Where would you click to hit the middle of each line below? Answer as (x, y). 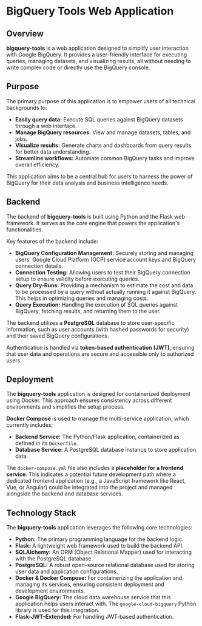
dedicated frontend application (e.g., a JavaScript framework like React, (96, 481)
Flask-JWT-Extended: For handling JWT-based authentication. (94, 617)
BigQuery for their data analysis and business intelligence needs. (87, 183)
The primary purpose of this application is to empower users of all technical (101, 101)
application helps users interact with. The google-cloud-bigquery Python (106, 604)
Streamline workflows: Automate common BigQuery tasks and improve (105, 158)
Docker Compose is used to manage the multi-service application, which (98, 419)
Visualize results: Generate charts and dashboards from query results (103, 145)
